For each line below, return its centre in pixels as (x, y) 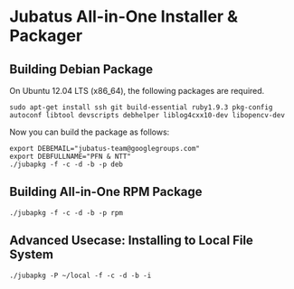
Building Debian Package (81, 69)
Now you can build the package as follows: (90, 132)
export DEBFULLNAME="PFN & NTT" (70, 156)
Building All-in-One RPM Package (106, 192)
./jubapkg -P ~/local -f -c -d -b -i (81, 275)
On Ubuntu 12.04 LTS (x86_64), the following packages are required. (137, 91)
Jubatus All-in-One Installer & (123, 17)
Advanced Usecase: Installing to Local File (131, 241)
